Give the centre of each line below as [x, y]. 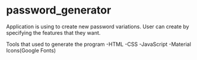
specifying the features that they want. [53, 32]
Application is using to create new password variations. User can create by [98, 26]
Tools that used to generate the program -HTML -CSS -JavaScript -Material [99, 44]
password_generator [59, 10]
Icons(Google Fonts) [31, 50]
